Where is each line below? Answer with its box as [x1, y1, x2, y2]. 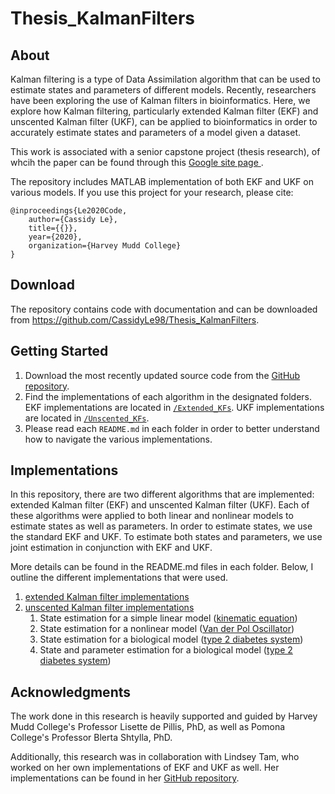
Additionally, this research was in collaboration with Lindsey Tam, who [10, 751, 300, 763]
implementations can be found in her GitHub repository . [10, 772, 240, 784]
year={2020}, [28, 232, 83, 242]
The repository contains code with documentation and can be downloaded [10, 303, 318, 315]
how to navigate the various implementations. [24, 433, 213, 445]
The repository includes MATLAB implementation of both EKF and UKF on [10, 176, 314, 187]
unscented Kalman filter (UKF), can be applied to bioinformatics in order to [10, 116, 318, 127]
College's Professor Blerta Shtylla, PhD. [10, 732, 173, 744]
